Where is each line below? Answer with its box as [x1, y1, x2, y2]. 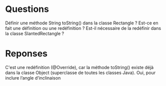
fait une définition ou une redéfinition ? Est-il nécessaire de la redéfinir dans [5, 25, 161, 31]
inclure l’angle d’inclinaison [5, 75, 61, 81]
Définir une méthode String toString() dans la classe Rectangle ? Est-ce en [5, 20, 158, 26]
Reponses [5, 48, 48, 59]
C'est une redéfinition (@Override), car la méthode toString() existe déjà [5, 64, 154, 70]
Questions [5, 3, 49, 15]
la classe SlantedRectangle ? [5, 30, 64, 36]
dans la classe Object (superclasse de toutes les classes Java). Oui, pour [5, 70, 156, 76]
